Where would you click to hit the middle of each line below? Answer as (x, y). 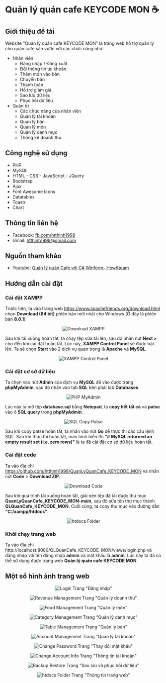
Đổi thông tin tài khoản (43, 69)
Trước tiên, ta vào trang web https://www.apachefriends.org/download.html (83, 308)
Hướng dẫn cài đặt (34, 283)
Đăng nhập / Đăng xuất (43, 63)
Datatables (23, 196)
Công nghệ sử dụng (36, 153)
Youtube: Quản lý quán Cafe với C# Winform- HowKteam (71, 268)
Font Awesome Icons (34, 192)
